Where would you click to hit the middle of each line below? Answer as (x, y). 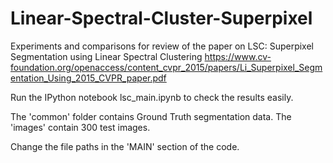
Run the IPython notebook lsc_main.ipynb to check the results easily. (152, 97)
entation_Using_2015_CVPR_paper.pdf (88, 78)
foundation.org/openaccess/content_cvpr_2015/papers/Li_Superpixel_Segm (166, 67)
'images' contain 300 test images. (80, 127)
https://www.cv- (238, 56)
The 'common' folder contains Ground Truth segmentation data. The (151, 116)
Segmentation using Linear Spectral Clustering (106, 56)
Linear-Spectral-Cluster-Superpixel (161, 18)
